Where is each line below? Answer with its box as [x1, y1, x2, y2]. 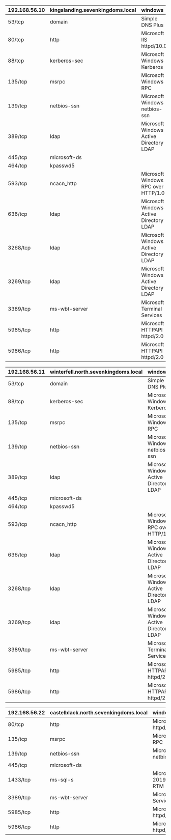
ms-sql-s [50, 776, 74, 783]
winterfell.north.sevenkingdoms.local [50, 369, 143, 375]
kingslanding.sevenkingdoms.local [50, 7, 136, 13]
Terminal [141, 305, 162, 312]
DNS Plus [141, 21, 164, 29]
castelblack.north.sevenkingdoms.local [50, 709, 148, 716]
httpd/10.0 [141, 43, 167, 49]
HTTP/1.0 [141, 189, 165, 197]
